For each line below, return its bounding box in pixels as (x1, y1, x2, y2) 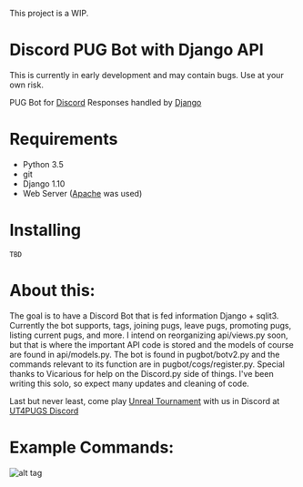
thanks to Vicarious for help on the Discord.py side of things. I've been (9, 368, 275, 379)
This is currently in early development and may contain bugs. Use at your (9, 69, 284, 80)
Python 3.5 (22, 158, 64, 169)
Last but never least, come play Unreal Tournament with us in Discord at (9, 395, 280, 406)
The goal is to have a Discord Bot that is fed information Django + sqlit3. (9, 309, 279, 321)
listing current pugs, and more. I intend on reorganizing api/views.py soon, (9, 330, 288, 340)
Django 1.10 (22, 178, 66, 189)
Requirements (9, 129, 118, 149)
